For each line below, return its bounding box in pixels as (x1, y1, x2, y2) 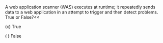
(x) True (5, 24, 21, 29)
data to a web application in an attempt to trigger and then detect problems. (5, 9, 158, 15)
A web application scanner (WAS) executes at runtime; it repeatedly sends (5, 4, 156, 10)
